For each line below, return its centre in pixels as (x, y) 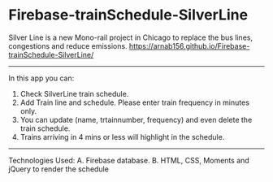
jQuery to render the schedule (59, 169)
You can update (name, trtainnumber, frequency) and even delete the (136, 119)
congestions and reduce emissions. (68, 45)
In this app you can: (41, 78)
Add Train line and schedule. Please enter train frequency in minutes (135, 102)
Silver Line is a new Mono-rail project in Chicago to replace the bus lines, (131, 37)
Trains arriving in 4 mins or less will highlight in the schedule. (122, 136)
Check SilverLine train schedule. (74, 93)
